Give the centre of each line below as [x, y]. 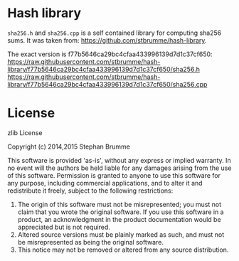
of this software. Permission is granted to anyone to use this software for [114, 175]
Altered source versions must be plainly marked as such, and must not [121, 234]
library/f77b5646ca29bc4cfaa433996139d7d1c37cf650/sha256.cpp [107, 84]
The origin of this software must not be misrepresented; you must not [119, 204]
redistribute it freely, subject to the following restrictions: [90, 191]
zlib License [25, 132]
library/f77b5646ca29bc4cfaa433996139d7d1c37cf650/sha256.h [104, 69]
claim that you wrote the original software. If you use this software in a [121, 212]
